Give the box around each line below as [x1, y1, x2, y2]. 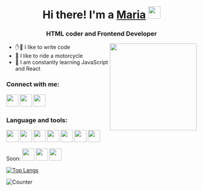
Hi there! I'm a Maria [42, 8, 146, 22]
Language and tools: [6, 115, 68, 124]
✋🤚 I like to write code [14, 44, 71, 51]
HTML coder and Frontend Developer [46, 30, 157, 38]
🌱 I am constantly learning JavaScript [14, 59, 109, 66]
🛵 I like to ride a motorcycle [14, 52, 83, 60]
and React [14, 65, 40, 73]
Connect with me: [6, 80, 60, 89]
